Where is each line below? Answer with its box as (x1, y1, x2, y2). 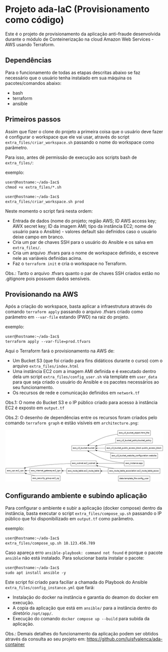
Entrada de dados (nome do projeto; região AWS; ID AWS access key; (12, 218, 157, 224)
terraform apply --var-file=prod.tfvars (5, 339, 91, 344)
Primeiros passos (5, 115, 61, 124)
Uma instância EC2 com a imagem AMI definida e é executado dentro (12, 368, 156, 375)
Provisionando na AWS (5, 290, 79, 299)
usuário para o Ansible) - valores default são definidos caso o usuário (12, 228, 157, 234)
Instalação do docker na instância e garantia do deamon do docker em (12, 594, 159, 600)
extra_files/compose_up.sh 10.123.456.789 (5, 540, 95, 546)
